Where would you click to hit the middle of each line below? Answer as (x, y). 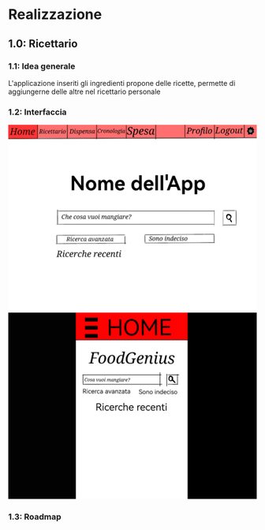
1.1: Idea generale (42, 66)
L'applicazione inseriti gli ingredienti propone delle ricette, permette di (122, 83)
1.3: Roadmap (35, 517)
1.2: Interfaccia (37, 112)
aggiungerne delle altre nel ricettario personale (84, 91)
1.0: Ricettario (43, 44)
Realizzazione (55, 15)
